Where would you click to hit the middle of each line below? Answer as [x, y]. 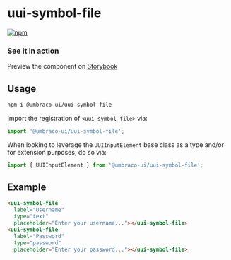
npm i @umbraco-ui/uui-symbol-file [60, 105]
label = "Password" [39, 236]
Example [27, 188]
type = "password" [37, 243]
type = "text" [31, 217]
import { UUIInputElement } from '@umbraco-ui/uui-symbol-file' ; [105, 165]
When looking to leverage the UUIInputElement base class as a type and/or [116, 144]
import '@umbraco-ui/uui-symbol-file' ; [66, 131]
